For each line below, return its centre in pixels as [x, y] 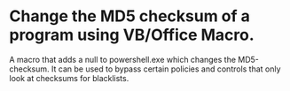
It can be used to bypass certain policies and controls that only [166, 69]
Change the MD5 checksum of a [130, 16]
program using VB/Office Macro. [132, 35]
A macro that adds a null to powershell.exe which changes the [123, 59]
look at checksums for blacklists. [69, 78]
